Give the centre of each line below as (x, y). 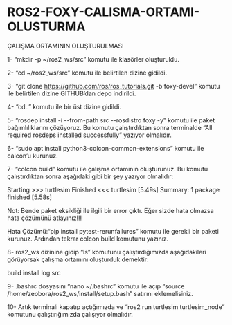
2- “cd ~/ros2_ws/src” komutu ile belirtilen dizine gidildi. (87, 73)
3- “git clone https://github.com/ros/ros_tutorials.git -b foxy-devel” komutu (114, 86)
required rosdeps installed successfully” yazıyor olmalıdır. (89, 135)
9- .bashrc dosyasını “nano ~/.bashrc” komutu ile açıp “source (96, 286)
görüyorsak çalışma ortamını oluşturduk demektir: (78, 259)
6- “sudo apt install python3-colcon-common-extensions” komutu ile (106, 148)
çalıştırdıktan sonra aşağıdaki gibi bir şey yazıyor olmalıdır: (90, 176)
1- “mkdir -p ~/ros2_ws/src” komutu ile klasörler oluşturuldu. (93, 59)
